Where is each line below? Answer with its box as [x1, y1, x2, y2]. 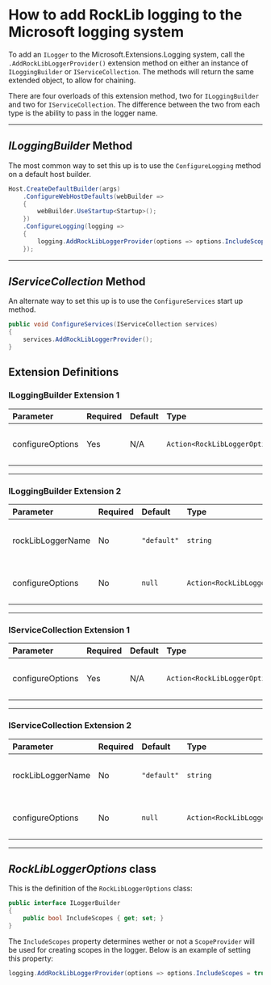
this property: [8, 953, 54, 963]
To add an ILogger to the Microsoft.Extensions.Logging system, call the [8, 49, 245, 59]
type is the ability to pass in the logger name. [8, 107, 158, 118]
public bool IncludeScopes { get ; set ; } [23, 915, 164, 923]
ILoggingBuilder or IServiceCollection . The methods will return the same [8, 66, 254, 76]
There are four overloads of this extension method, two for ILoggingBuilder [8, 91, 260, 100]
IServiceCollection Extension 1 [8, 624, 131, 635]
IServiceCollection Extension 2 [8, 720, 131, 731]
